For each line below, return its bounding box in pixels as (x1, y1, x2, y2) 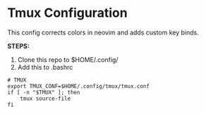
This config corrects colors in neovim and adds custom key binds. (7, 28, 200, 37)
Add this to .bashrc (17, 63, 73, 71)
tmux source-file (20, 95, 71, 102)
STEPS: (7, 42, 30, 50)
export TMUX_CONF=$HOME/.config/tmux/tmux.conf (7, 82, 150, 89)
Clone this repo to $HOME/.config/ (17, 55, 119, 64)
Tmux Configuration (7, 5, 128, 21)
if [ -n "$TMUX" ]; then (7, 89, 80, 96)
